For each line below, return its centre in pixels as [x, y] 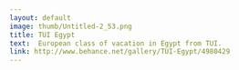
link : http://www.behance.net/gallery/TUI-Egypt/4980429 [120, 52]
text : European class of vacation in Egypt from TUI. [116, 43]
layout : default [40, 18]
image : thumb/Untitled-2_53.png [71, 26]
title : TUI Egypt [42, 35]
